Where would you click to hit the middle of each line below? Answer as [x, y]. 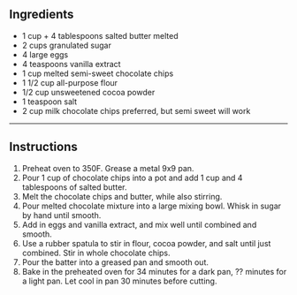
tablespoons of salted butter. [74, 187]
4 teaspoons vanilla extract [71, 64]
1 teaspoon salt [49, 102]
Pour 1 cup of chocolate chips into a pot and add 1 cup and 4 [132, 178]
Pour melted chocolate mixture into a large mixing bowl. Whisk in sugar [151, 206]
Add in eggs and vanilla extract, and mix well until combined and [139, 224]
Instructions [43, 147]
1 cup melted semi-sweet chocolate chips [98, 73]
